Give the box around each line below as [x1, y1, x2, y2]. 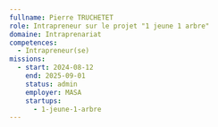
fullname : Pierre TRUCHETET [9, 13, 114, 22]
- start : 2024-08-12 [17, 63, 94, 72]
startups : [25, 96, 63, 106]
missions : [9, 55, 46, 63]
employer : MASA [25, 88, 82, 97]
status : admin [25, 80, 78, 89]
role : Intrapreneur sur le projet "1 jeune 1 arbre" [9, 21, 210, 30]
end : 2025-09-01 [25, 72, 87, 80]
